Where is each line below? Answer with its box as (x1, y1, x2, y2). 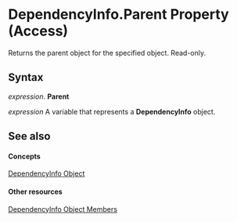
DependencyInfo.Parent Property (8, 5, 229, 24)
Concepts (8, 151, 41, 161)
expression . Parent (8, 92, 70, 101)
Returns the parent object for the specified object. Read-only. (8, 48, 206, 57)
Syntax (8, 71, 44, 84)
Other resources (8, 187, 63, 196)
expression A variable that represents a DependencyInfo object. (8, 107, 216, 116)
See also (8, 129, 51, 143)
